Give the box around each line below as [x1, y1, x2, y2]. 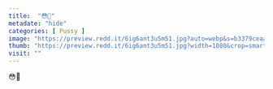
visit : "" [8, 49, 42, 57]
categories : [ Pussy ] [8, 27, 85, 35]
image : [8, 34, 31, 43]
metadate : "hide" [8, 19, 67, 28]
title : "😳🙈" [8, 11, 55, 20]
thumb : [8, 42, 31, 50]
